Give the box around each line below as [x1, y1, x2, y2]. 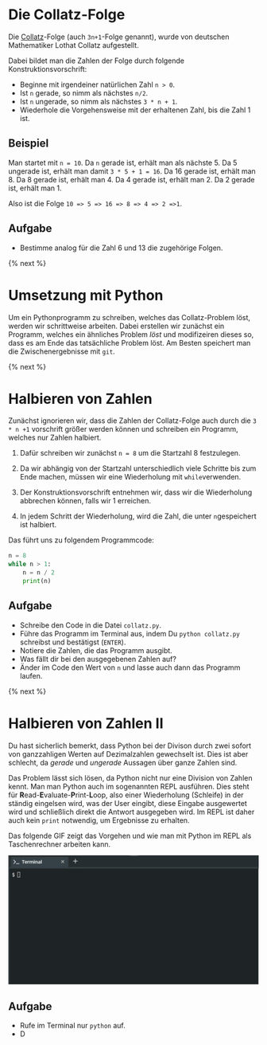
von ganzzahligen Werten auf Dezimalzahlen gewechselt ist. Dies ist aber [8, 749, 249, 758]
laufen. [19, 671, 43, 680]
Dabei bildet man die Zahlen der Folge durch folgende [8, 56, 185, 65]
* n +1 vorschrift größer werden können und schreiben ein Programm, [8, 425, 238, 434]
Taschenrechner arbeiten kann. [8, 839, 111, 849]
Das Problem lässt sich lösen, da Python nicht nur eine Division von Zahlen [8, 773, 253, 782]
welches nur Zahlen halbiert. [8, 432, 102, 443]
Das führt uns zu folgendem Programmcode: [8, 535, 155, 545]
